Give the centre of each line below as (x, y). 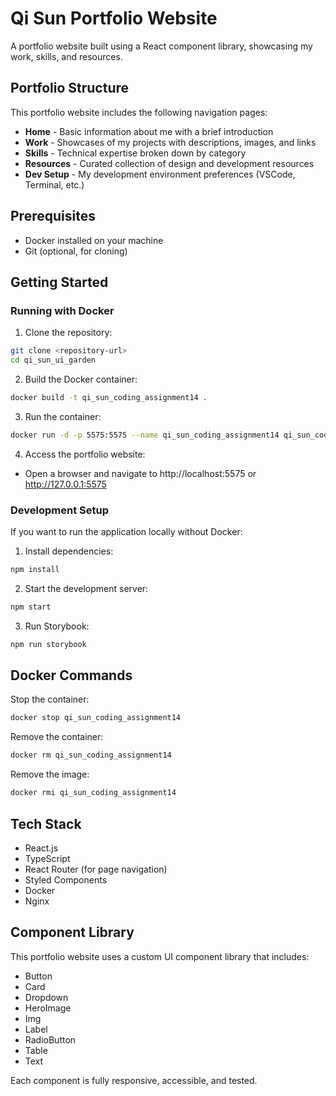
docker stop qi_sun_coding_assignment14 (96, 718)
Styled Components (66, 879)
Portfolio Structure (70, 88)
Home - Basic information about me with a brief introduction (149, 131)
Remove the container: (57, 737)
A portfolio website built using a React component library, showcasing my (161, 46)
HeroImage (48, 1008)
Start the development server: (86, 588)
